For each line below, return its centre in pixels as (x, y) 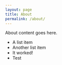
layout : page (19, 10)
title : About (19, 14)
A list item (23, 42)
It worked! (23, 53)
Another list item (29, 48)
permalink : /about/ (25, 19)
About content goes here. (31, 33)
